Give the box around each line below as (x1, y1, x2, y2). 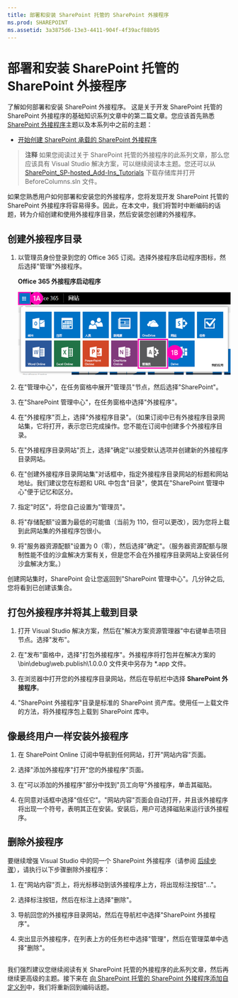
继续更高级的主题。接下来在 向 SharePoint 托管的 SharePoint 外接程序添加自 (7, 974, 229, 983)
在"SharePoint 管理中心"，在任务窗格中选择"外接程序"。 (17, 398, 181, 406)
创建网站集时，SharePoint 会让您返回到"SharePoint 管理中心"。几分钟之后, (7, 575, 225, 583)
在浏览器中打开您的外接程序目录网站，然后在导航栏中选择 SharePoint (17, 675, 221, 683)
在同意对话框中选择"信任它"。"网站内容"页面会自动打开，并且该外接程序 (17, 796, 228, 804)
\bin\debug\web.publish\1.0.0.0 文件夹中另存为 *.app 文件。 (17, 659, 190, 668)
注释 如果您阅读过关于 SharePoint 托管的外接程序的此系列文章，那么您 (24, 151, 230, 159)
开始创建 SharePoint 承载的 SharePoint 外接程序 (17, 136, 157, 144)
